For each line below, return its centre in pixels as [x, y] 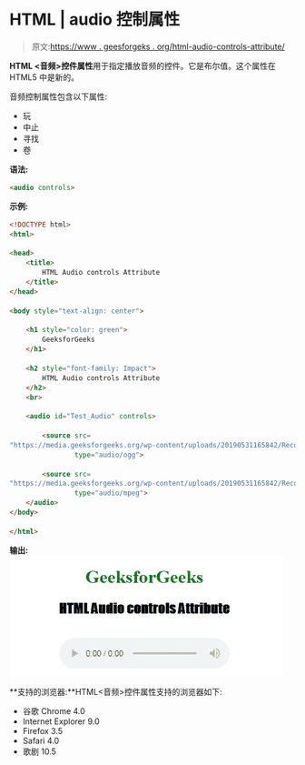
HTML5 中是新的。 [44, 77]
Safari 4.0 [41, 740]
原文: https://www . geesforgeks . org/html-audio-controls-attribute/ [158, 46]
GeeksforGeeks [69, 340]
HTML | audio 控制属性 [94, 20]
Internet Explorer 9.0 [61, 721]
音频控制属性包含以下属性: [59, 96]
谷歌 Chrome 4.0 [54, 710]
